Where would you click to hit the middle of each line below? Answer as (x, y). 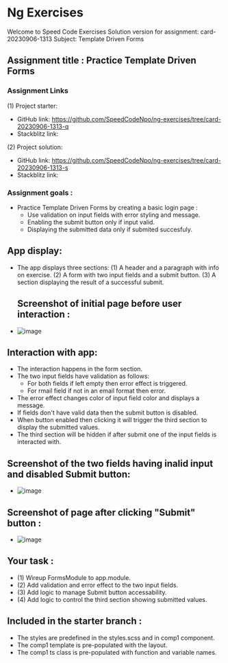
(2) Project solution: (35, 147)
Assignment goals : (40, 192)
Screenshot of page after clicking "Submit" (101, 512)
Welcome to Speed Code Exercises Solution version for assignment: (103, 32)
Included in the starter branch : (75, 621)
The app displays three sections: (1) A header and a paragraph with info (118, 267)
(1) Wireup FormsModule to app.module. (74, 577)
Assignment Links (38, 91)
